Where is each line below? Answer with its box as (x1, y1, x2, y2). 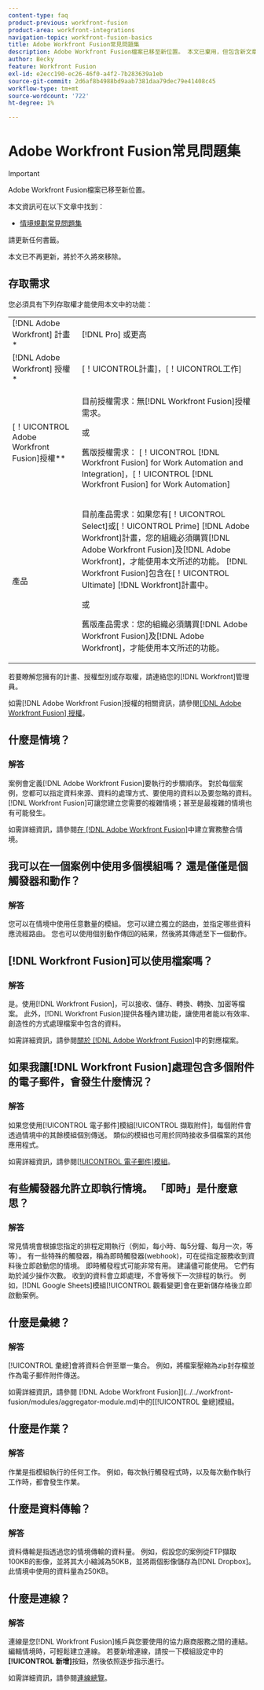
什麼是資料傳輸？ (8, 1502, 91, 1515)
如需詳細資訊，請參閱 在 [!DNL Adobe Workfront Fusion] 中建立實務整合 (8, 825, 236, 834)
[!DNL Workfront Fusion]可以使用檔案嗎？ (8, 954, 214, 968)
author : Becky (8, 56, 55, 64)
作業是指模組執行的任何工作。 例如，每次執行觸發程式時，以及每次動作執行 (8, 1467, 251, 1476)
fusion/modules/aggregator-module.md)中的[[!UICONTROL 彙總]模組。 (8, 1397, 239, 1406)
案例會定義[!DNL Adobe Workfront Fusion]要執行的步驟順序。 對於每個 (8, 778, 236, 788)
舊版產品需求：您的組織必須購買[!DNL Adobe (81, 619, 248, 630)
